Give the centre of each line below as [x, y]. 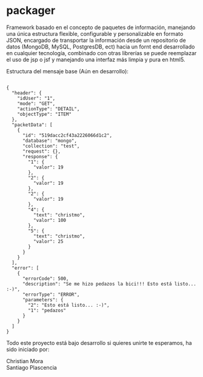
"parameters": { [43, 300]
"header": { [27, 93]
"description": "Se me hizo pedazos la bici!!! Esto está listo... [109, 284]
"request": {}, [42, 151]
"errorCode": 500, [45, 279]
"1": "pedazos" [47, 310]
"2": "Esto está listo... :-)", [69, 305]
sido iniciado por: [28, 349]
